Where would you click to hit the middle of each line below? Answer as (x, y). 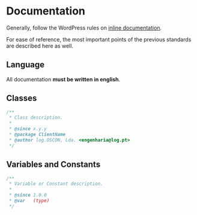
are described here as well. (40, 46)
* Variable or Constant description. (56, 184)
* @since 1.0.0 (28, 195)
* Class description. (36, 118)
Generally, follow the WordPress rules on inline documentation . (84, 28)
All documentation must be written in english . (63, 79)
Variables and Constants (53, 165)
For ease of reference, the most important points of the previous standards (99, 39)
